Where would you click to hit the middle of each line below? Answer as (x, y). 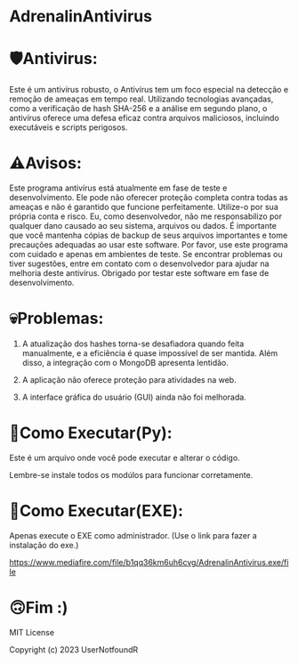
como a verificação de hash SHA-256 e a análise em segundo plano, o (138, 109)
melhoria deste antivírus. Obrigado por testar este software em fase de (139, 273)
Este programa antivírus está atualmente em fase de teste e (118, 188)
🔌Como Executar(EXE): (97, 511)
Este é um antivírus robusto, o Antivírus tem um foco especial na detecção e (149, 90)
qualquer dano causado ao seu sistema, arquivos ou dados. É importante (143, 226)
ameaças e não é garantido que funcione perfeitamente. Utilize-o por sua (144, 207)
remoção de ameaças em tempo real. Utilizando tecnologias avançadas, (141, 99)
